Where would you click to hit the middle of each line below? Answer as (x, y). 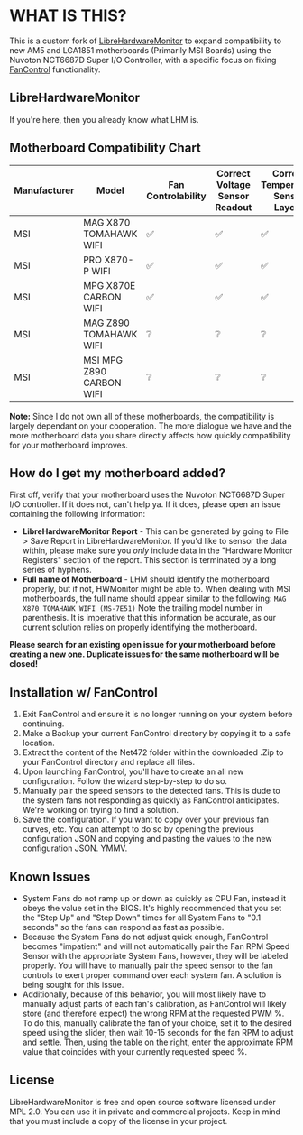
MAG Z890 (106, 323)
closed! (24, 664)
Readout (234, 207)
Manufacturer (44, 190)
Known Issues (50, 877)
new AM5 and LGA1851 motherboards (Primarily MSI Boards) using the (140, 50)
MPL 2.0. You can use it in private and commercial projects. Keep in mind (145, 1112)
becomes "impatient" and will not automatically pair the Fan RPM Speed (156, 946)
